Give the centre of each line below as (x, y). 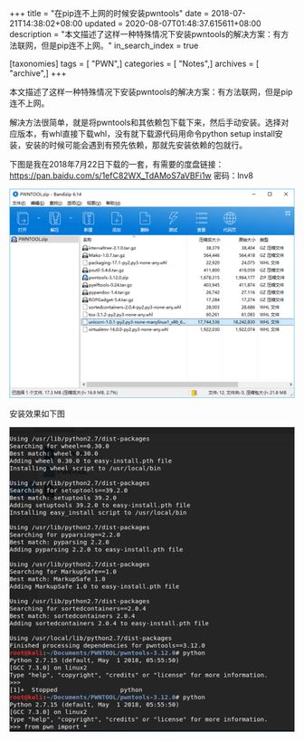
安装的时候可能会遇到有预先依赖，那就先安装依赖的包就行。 (136, 145)
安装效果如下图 (37, 413)
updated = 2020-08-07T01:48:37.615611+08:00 (173, 24)
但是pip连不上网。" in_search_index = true (119, 45)
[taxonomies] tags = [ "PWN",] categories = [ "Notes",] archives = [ (134, 63)
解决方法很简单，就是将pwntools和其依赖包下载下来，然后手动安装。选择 (146, 122)
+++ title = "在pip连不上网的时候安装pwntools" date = (109, 13)
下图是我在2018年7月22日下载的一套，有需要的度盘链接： (117, 164)
